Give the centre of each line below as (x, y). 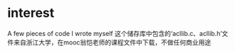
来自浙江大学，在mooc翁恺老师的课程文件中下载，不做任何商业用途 (112, 42)
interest (31, 13)
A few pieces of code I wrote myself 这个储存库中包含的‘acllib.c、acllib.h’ (115, 33)
